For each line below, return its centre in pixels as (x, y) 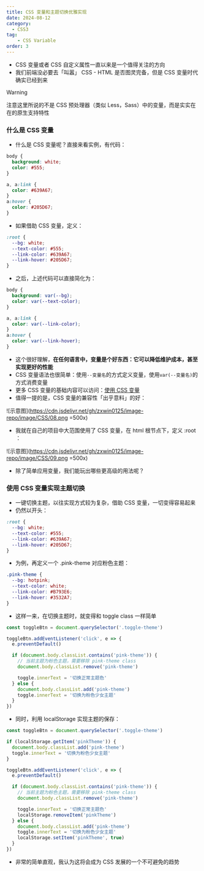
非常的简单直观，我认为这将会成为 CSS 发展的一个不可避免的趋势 (97, 862)
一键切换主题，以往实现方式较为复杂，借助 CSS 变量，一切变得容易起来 (105, 503)
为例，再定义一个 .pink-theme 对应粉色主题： (72, 563)
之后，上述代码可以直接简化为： (55, 278)
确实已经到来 (31, 80)
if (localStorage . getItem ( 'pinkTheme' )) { (61, 742)
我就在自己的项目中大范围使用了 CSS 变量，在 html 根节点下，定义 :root (105, 430)
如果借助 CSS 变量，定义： (49, 226)
